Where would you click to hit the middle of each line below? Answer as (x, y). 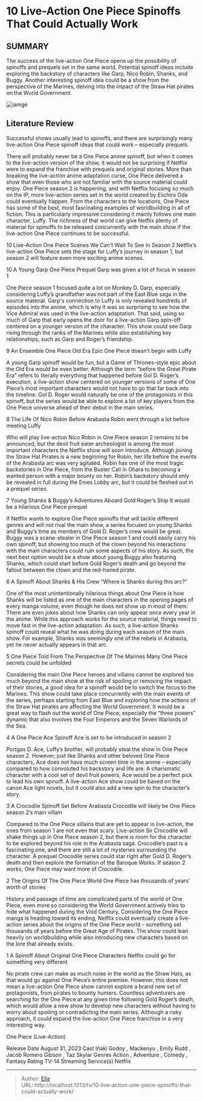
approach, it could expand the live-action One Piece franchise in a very (95, 1018)
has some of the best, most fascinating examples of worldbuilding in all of (98, 207)
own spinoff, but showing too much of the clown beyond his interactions (96, 544)
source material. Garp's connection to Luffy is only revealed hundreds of (97, 300)
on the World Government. (39, 93)
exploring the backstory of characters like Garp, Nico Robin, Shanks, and (97, 73)
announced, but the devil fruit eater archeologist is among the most (90, 444)
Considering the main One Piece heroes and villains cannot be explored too (100, 674)
